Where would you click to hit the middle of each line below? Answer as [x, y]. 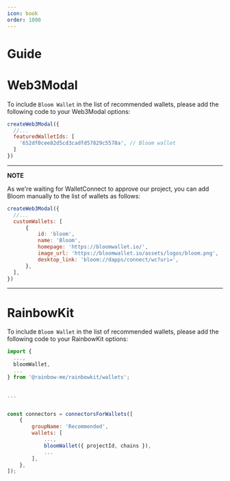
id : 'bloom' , [56, 234]
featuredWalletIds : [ [44, 137]
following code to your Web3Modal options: [69, 111]
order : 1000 [24, 20]
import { [20, 352]
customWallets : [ [38, 221]
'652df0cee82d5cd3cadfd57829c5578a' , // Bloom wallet [98, 143]
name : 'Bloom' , [59, 241]
